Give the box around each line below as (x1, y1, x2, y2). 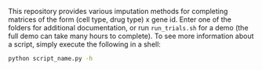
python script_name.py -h (8, 54, 93, 62)
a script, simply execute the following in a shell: (8, 40, 161, 49)
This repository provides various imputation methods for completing (8, 7, 228, 16)
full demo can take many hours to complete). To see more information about (8, 31, 254, 40)
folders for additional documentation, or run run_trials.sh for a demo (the (8, 23, 249, 32)
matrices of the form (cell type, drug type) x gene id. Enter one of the (8, 15, 231, 24)
